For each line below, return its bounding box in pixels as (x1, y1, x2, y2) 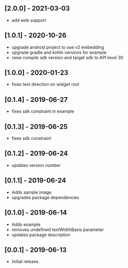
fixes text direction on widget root (11, 82, 80, 87)
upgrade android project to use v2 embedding (11, 44, 104, 50)
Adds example (11, 221, 41, 227)
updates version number (11, 162, 61, 168)
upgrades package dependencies (11, 194, 79, 200)
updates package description (11, 232, 71, 237)
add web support (11, 17, 46, 23)
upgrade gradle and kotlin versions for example (11, 49, 107, 55)
